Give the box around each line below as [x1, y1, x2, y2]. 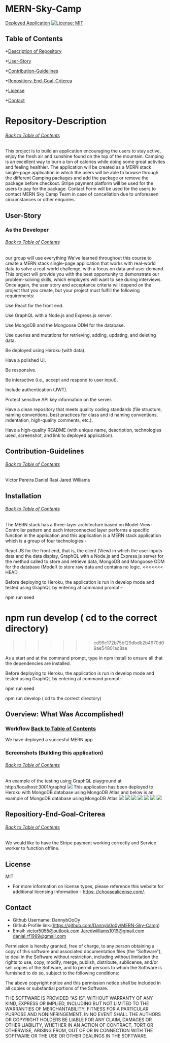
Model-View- [125, 521, 153, 527]
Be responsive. [5, 367, 37, 373]
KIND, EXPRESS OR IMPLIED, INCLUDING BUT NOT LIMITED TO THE [5, 1000, 149, 1006]
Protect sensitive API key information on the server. [5, 396, 113, 402]
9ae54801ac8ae [93, 645, 128, 651]
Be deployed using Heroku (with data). [5, 347, 86, 353]
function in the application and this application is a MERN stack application [5, 532, 161, 539]
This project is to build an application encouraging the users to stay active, [5, 148, 161, 154]
